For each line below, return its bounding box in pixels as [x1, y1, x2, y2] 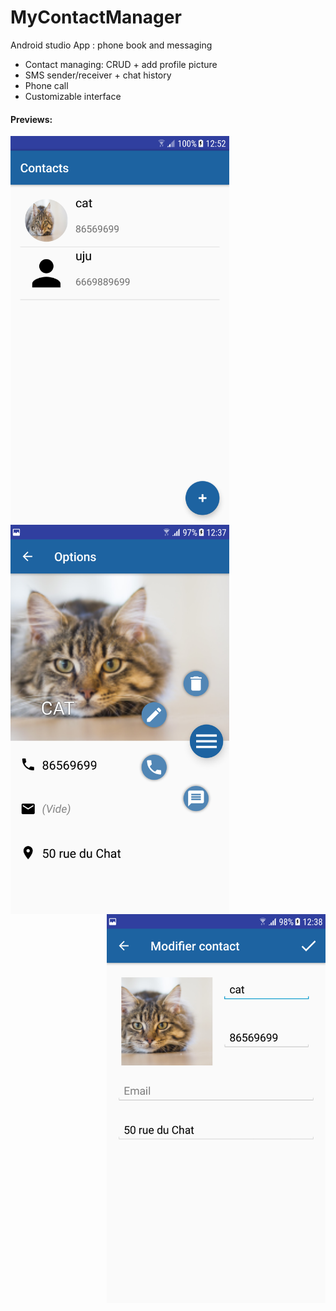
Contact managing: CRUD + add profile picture [24, 58, 218, 70]
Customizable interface [24, 90, 122, 102]
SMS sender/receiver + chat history [24, 69, 172, 81]
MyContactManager [10, 6, 182, 29]
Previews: [10, 113, 53, 125]
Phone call [24, 79, 69, 91]
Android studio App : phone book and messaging [10, 39, 213, 51]
